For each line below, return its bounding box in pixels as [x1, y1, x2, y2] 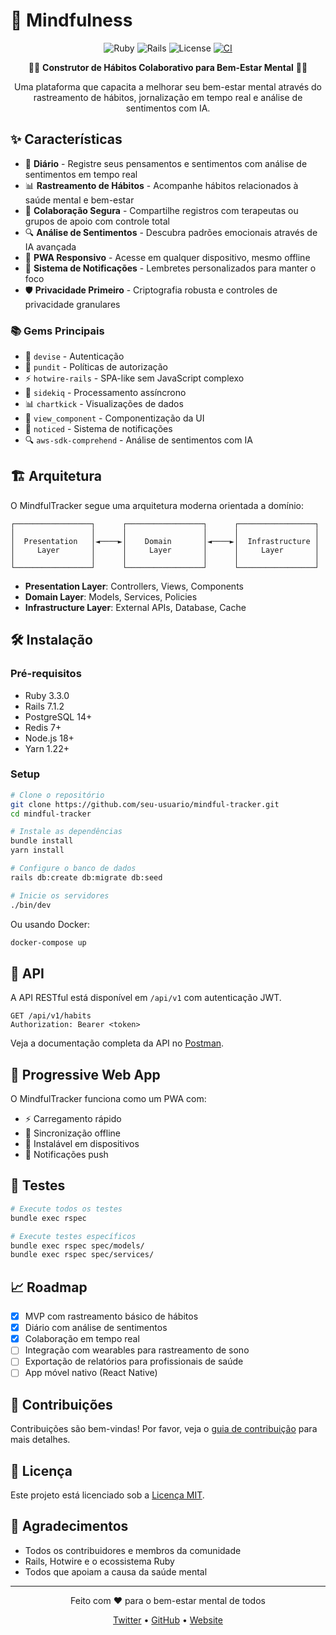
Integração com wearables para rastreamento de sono [24, 1344, 250, 1356]
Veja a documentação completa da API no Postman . [10, 1037, 225, 1049]
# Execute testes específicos [10, 1231, 137, 1241]
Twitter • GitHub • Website [113, 1614, 223, 1626]
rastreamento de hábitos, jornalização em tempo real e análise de [33, 91, 303, 103]
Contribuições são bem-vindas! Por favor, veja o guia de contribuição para [10, 1423, 318, 1435]
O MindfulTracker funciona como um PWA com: [10, 1093, 207, 1105]
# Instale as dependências [10, 827, 123, 837]
